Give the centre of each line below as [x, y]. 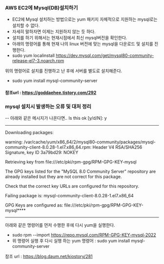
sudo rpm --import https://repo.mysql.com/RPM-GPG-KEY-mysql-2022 [84, 235]
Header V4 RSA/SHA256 [117, 147]
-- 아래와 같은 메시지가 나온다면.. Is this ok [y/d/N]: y [56, 118]
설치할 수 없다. [26, 26]
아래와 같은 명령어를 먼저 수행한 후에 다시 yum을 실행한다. [60, 225]
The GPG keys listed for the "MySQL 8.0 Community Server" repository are [81, 172]
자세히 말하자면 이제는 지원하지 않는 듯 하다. [54, 32]
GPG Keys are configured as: [34, 205]
